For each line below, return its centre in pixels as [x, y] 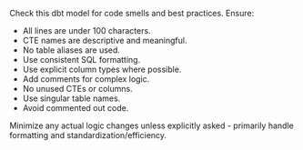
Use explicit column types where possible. [102, 69]
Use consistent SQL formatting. [81, 60]
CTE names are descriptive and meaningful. [105, 40]
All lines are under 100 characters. [87, 30]
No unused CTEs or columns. [78, 89]
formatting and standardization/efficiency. [88, 135]
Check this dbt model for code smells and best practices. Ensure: [132, 13]
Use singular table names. [71, 98]
